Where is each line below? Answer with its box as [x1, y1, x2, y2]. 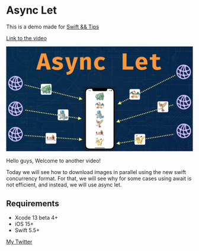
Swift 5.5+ [14, 227, 40, 234]
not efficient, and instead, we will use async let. [6, 181, 122, 188]
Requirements [6, 198, 59, 208]
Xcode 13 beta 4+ [14, 214, 58, 221]
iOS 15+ [14, 220, 34, 228]
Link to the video [6, 34, 47, 41]
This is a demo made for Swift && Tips [6, 23, 99, 30]
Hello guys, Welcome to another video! [6, 157, 101, 165]
